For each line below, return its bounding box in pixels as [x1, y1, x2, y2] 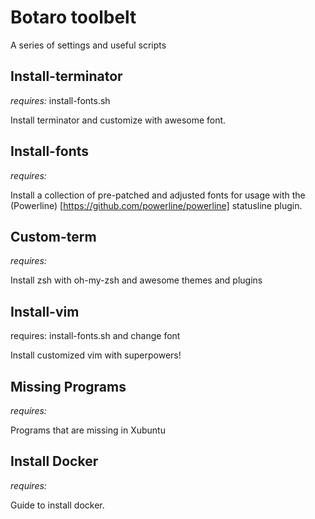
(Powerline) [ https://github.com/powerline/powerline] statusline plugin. [10, 199, 303, 211]
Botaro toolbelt [10, 6, 137, 29]
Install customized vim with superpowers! [10, 349, 182, 361]
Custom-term [10, 228, 97, 245]
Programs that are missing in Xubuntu [10, 424, 166, 436]
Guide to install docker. [10, 499, 105, 511]
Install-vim [10, 303, 80, 320]
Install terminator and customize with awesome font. [10, 114, 227, 126]
